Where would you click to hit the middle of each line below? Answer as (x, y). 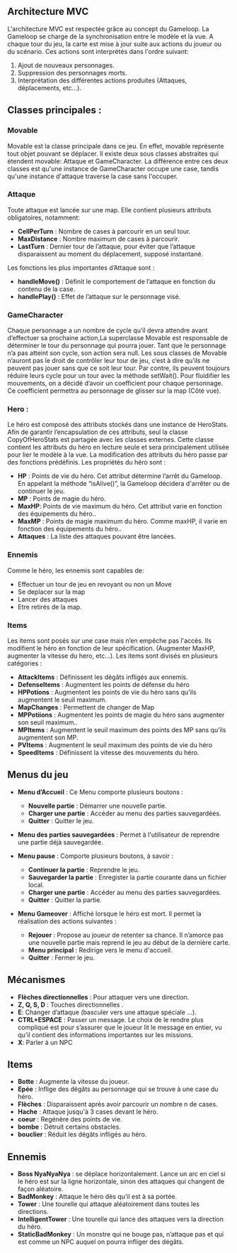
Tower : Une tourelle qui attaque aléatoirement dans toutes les (109, 1204)
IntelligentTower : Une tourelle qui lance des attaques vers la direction (121, 1219)
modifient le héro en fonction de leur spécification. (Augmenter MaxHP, (111, 648)
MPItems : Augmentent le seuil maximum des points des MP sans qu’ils (122, 729)
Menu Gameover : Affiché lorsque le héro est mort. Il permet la (109, 913)
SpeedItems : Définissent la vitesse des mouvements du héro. (108, 752)
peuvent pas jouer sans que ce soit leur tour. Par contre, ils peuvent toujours (118, 368)
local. (36, 884)
